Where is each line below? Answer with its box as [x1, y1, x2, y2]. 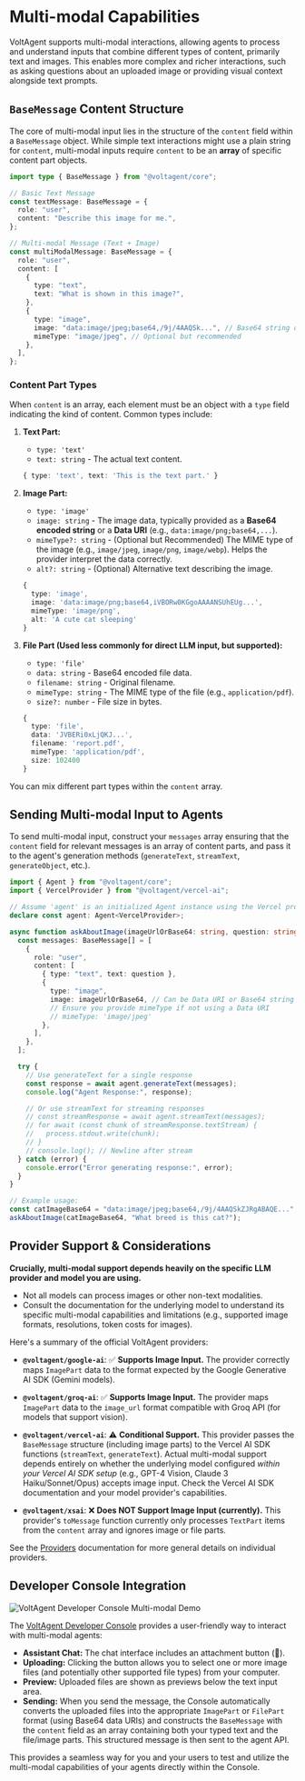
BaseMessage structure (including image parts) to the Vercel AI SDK [22, 1438, 271, 1449]
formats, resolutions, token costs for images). [22, 1318, 193, 1329]
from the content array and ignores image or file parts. [22, 1525, 227, 1536]
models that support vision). [22, 1411, 129, 1422]
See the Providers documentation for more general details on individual [9, 1542, 276, 1553]
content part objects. [9, 155, 88, 165]
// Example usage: [9, 1196, 79, 1206]
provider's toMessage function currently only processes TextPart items [22, 1515, 286, 1526]
